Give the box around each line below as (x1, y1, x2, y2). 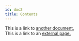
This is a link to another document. (5, 25, 74, 31)
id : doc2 (5, 7, 23, 12)
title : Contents (5, 12, 38, 17)
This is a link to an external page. (5, 30, 71, 36)
